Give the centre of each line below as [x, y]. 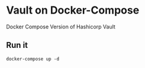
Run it [17, 45]
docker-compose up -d [33, 59]
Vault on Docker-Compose [73, 10]
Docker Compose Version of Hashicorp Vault [61, 27]
